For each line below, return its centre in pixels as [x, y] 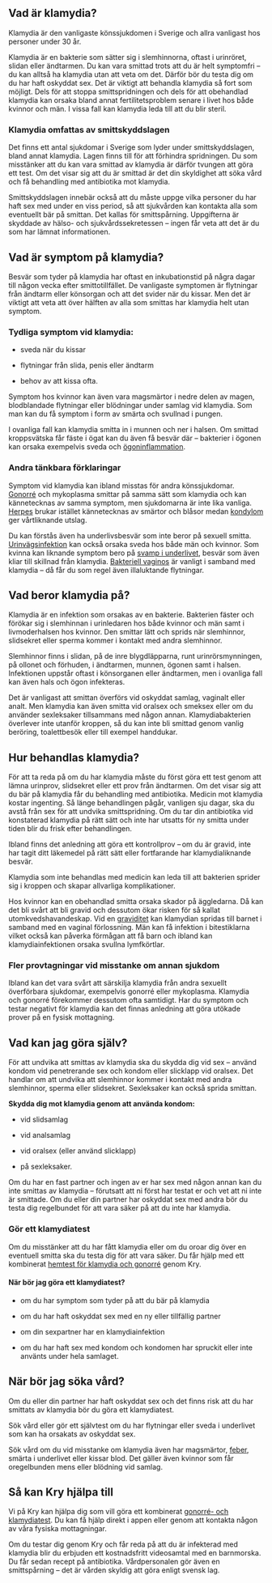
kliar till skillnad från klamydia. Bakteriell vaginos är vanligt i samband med [132, 561]
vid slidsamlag [44, 1119]
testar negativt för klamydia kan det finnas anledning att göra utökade [125, 1009]
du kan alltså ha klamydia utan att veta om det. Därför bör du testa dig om [131, 74]
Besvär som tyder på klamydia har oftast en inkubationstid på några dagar [132, 276]
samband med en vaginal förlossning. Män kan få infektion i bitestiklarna [129, 927]
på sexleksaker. [46, 1167]
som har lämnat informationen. [59, 232]
